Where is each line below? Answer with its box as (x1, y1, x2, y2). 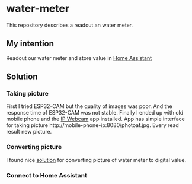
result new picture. (6, 128, 52, 135)
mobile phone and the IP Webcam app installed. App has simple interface (6, 115, 185, 123)
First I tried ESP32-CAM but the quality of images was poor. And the (6, 103, 173, 110)
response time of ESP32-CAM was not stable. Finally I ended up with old (6, 109, 184, 116)
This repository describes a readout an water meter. (6, 21, 133, 28)
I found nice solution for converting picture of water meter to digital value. (6, 156, 187, 163)
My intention (6, 39, 55, 49)
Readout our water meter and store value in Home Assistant (6, 54, 152, 61)
